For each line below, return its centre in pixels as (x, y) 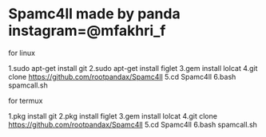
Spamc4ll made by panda (95, 14)
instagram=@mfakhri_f (87, 31)
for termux (26, 100)
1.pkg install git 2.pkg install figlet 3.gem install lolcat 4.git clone (113, 115)
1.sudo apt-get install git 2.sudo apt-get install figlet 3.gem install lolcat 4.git (133, 68)
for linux (22, 53)
